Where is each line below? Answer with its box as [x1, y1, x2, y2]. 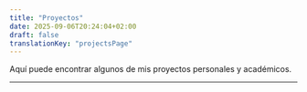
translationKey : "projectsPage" [9, 38, 132, 48]
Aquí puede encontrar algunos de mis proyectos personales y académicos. [9, 64, 292, 75]
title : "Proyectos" [9, 13, 84, 23]
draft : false [9, 30, 59, 39]
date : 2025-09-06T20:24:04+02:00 [9, 22, 137, 31]
